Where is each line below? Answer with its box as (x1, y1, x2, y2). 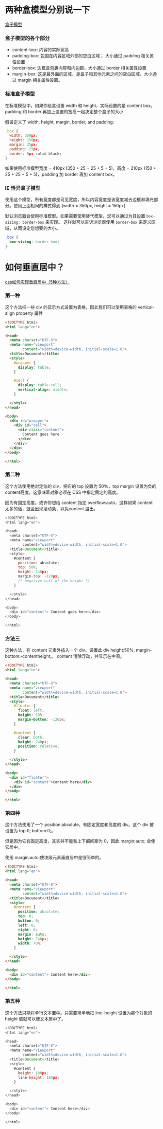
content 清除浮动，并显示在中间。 (56, 653, 125, 659)
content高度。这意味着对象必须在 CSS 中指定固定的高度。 (5, 489, 121, 495)
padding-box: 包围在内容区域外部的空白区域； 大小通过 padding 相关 (12, 53, 150, 59)
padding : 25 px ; (9, 147, 40, 152)
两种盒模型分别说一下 (5, 4, 91, 16)
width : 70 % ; (17, 941, 42, 946)
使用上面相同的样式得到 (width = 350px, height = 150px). (13, 202, 127, 208)
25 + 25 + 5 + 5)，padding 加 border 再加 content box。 (5, 171, 117, 177)
